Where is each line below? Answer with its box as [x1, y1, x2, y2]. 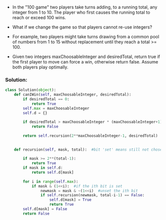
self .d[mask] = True [49, 197, 92, 202]
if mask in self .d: [23, 165, 63, 170]
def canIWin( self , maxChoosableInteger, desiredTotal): [14, 92, 132, 97]
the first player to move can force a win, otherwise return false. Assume [12, 59, 159, 64]
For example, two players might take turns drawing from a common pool [12, 34, 160, 39]
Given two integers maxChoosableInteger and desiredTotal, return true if [12, 54, 161, 60]
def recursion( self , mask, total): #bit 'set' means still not [14, 147, 149, 152]
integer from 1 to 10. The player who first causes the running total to [12, 9, 151, 15]
